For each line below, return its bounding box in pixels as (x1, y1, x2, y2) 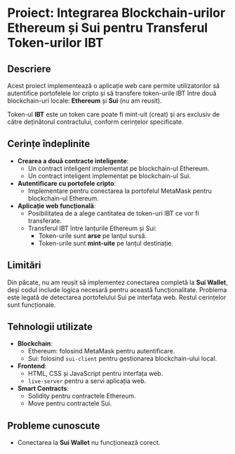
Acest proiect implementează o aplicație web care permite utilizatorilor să (7, 82, 220, 89)
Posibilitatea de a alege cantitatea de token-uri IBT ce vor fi (27, 209, 200, 217)
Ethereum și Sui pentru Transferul (7, 20, 208, 36)
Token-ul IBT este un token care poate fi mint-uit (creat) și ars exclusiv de (7, 111, 220, 118)
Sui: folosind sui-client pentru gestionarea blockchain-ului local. (27, 354, 217, 363)
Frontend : (17, 362, 47, 370)
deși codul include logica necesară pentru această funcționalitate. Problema (7, 285, 227, 294)
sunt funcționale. (7, 301, 56, 309)
